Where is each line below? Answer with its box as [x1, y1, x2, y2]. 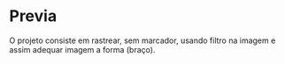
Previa [9, 6, 58, 26]
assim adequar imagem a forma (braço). [9, 44, 156, 54]
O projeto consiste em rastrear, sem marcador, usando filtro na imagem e [9, 35, 276, 46]
